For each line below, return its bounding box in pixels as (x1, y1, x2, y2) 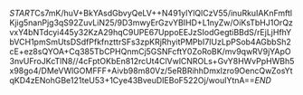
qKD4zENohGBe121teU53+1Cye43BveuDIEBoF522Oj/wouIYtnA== (9, 75, 255, 85)
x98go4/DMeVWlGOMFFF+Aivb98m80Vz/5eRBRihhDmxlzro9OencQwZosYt (9, 65, 293, 76)
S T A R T (9, 8, 35, 18)
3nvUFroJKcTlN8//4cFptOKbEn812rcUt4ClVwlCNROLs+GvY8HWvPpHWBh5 (9, 56, 295, 66)
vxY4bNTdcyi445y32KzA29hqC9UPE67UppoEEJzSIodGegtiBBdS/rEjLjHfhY (9, 27, 292, 37)
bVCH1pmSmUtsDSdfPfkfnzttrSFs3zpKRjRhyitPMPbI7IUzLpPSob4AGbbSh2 (9, 36, 291, 47)
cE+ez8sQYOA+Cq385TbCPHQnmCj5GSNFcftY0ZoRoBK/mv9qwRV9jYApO (9, 46, 291, 57)
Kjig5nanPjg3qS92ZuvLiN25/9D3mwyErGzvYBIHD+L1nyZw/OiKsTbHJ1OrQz (9, 17, 294, 28)
